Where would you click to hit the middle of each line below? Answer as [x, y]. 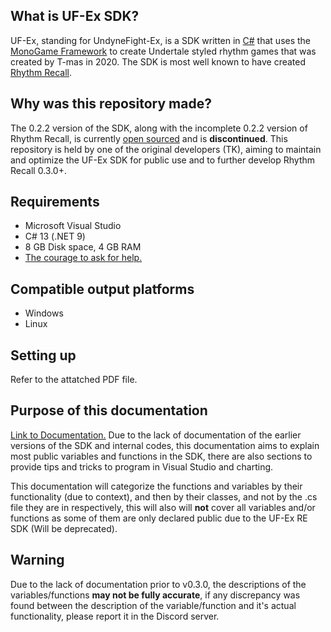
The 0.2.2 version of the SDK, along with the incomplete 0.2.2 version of [159, 128]
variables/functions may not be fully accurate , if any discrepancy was [155, 595]
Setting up [43, 355]
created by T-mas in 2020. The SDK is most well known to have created [158, 61]
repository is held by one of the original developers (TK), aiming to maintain [166, 149]
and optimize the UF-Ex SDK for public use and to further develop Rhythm [163, 160]
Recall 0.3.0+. [38, 170]
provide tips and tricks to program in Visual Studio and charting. [142, 466]
